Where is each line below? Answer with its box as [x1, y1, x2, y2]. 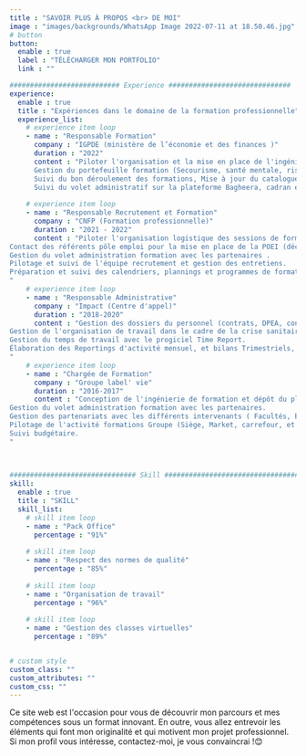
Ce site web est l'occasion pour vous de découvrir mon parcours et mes [9, 707, 280, 718]
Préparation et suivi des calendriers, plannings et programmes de [9, 268, 271, 277]
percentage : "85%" [33, 564, 107, 573]
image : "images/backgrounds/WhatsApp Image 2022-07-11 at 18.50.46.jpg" [9, 22, 296, 31]
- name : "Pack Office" [25, 521, 117, 530]
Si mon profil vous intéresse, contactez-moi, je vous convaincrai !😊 [9, 736, 263, 747]
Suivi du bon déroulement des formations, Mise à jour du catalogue [33, 174, 300, 184]
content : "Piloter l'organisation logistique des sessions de [33, 234, 280, 243]
